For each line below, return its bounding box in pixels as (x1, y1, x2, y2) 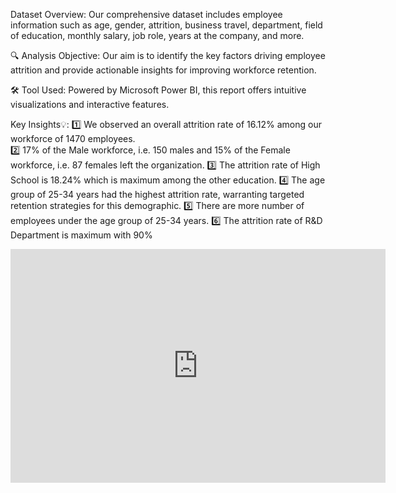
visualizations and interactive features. (10, 99, 170, 110)
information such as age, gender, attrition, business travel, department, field (10, 19, 323, 31)
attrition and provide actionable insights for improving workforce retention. (10, 64, 317, 76)
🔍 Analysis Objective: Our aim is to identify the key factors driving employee (10, 50, 326, 61)
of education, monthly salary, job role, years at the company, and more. (10, 30, 305, 41)
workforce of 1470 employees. (10, 133, 136, 144)
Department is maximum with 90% (10, 229, 153, 241)
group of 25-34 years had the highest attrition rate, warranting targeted (10, 189, 305, 200)
